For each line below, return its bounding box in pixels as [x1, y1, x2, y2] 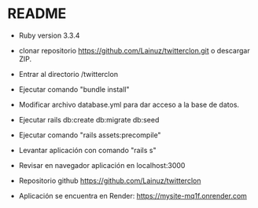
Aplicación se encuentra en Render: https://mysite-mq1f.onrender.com [18, 191, 247, 200]
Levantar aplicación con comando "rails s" [18, 145, 157, 155]
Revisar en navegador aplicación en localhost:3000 [18, 160, 186, 170]
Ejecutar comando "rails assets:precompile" [18, 130, 162, 140]
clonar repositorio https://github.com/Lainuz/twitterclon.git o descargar [18, 46, 250, 55]
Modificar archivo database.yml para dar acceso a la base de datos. [18, 100, 240, 109]
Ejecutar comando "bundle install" [18, 84, 131, 94]
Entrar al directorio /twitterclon [18, 69, 119, 78]
